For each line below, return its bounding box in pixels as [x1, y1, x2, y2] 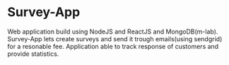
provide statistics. [7, 50, 59, 58]
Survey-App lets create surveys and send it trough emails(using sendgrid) [7, 34, 223, 43]
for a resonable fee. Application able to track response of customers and [7, 42, 219, 50]
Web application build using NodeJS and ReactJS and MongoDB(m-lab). [7, 27, 218, 36]
